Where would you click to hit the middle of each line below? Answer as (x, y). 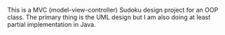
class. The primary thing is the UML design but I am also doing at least (109, 17)
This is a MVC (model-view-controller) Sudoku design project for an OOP (113, 10)
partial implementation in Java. (52, 24)
